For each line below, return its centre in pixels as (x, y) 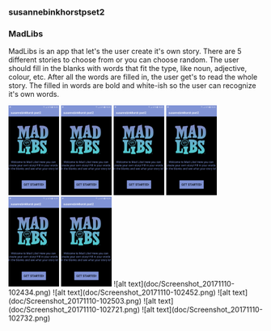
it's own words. (34, 94)
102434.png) (30, 292)
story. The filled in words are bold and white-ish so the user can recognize (132, 86)
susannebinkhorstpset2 (57, 12)
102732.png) (30, 318)
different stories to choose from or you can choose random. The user (124, 60)
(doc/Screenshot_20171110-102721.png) (74, 309)
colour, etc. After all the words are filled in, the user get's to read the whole (133, 77)
